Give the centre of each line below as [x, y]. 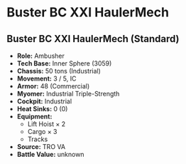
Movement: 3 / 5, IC [46, 78]
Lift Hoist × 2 [46, 124]
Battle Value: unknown [50, 154]
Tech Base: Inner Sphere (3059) [64, 63]
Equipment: [34, 116]
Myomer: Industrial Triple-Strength [68, 94]
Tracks [38, 139]
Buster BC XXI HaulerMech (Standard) [93, 39]
